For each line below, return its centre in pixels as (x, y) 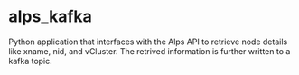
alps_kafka (50, 17)
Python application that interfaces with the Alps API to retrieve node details (148, 42)
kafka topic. (31, 61)
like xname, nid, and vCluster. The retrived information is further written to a (149, 51)
